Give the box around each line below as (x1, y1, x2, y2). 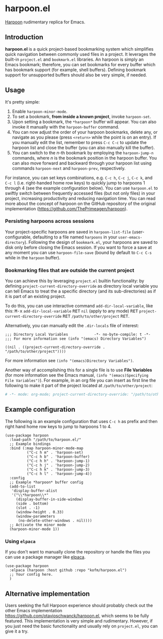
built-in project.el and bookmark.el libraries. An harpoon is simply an (5, 56, 144, 62)
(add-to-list (9, 484, 36, 489)
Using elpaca (5, 538, 36, 545)
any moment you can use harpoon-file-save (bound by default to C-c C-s (5, 249, 152, 256)
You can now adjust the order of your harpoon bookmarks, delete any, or (12, 129, 158, 135)
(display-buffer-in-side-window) (16, 497, 83, 502)
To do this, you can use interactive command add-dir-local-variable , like (5, 303, 153, 309)
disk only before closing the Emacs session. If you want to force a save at (5, 244, 152, 250)
